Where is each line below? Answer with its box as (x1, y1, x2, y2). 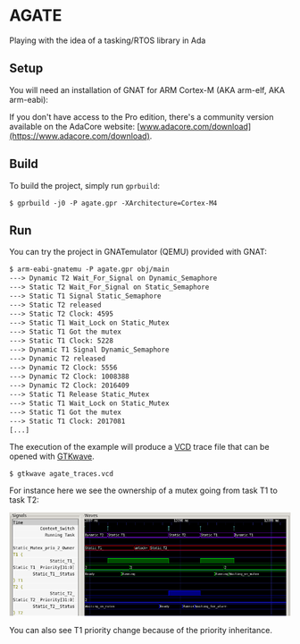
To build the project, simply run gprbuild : (9, 180, 161, 191)
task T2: (9, 495, 40, 505)
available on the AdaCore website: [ (9, 121, 140, 131)
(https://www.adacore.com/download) (9, 131, 150, 141)
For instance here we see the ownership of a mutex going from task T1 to (9, 485, 279, 496)
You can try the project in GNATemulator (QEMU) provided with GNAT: (9, 247, 268, 258)
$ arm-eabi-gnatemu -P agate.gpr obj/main (9, 265, 170, 274)
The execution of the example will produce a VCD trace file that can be (9, 442, 270, 453)
